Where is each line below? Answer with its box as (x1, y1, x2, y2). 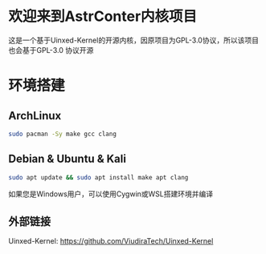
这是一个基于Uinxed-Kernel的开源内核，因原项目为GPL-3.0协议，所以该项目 (8, 35, 260, 45)
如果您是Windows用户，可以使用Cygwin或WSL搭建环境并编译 (8, 189, 214, 199)
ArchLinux (8, 109, 62, 123)
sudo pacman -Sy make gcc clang (8, 130, 117, 138)
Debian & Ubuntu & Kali (8, 152, 127, 166)
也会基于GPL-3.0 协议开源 (8, 45, 94, 54)
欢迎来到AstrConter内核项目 (8, 7, 198, 26)
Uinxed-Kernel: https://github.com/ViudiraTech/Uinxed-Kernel (8, 236, 214, 246)
